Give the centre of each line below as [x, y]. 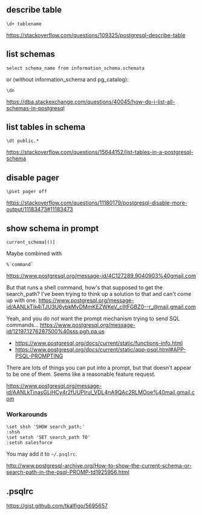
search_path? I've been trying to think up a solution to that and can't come [99, 294]
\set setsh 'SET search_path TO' [48, 438]
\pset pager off [27, 192]
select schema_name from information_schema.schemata [76, 68]
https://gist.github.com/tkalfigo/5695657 [57, 506]
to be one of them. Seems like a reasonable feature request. [81, 374]
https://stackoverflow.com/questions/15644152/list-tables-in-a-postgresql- [100, 152]
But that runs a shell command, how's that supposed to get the [85, 287]
